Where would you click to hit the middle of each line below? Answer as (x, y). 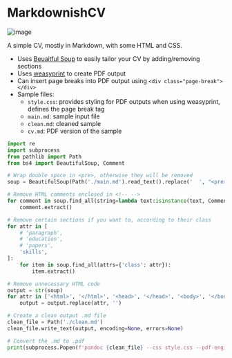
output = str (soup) (35, 290)
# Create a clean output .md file (57, 316)
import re (21, 143)
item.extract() (54, 271)
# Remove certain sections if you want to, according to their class (109, 220)
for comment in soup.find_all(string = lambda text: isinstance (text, (106, 201)
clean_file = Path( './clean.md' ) (55, 322)
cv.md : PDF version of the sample (75, 131)
